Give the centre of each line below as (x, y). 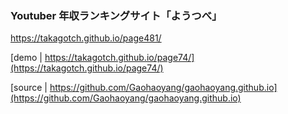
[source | (29, 88)
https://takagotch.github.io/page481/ (86, 38)
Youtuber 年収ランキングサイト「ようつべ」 (114, 15)
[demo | (26, 58)
